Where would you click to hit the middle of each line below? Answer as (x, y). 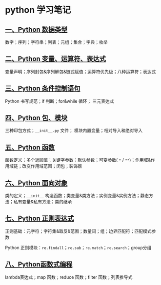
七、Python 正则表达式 (40, 218)
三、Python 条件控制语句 (43, 88)
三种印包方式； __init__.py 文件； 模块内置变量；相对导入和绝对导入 (74, 131)
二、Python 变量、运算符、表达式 (56, 59)
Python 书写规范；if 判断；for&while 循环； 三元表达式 (60, 101)
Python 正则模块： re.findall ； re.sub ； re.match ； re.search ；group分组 (78, 247)
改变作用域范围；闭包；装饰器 (52, 166)
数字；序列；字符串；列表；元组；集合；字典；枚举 (56, 42)
